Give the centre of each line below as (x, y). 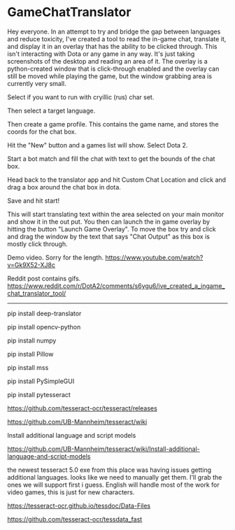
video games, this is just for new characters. (71, 492)
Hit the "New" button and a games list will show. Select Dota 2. (98, 145)
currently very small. (37, 83)
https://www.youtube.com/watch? (154, 257)
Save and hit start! (34, 201)
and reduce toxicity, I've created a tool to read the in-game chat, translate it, (117, 38)
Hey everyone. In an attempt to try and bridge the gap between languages (114, 31)
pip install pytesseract (39, 394)
